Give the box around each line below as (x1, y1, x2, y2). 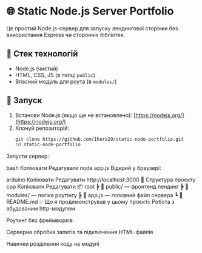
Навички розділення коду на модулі (6, 240, 99, 248)
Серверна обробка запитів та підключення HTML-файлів (6, 229, 153, 236)
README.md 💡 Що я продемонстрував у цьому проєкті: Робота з (6, 198, 175, 206)
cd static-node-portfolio (15, 141, 81, 148)
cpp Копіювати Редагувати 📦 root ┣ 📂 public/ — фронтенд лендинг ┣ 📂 (6, 183, 189, 191)
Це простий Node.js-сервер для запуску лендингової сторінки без (6, 24, 178, 32)
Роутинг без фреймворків (6, 217, 73, 224)
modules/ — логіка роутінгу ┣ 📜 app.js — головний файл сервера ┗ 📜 (6, 192, 183, 199)
